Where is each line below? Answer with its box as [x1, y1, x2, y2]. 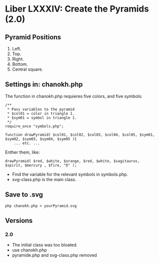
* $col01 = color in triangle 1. [7, 111, 75, 116]
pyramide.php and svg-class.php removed [12, 252, 97, 258]
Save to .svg [5, 190, 43, 199]
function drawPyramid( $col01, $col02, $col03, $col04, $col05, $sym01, [5, 132, 155, 137]
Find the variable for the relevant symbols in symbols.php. [12, 171, 128, 177]
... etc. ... [14, 140, 40, 146]
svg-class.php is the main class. [12, 176, 77, 182]
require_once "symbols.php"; [5, 124, 64, 129]
